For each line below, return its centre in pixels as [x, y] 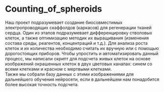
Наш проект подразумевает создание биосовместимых [64, 22]
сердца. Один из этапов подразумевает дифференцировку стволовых [79, 33]
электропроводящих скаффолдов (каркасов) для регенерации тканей [78, 27]
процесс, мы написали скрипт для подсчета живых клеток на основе [78, 58]
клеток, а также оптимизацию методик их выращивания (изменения [77, 38]
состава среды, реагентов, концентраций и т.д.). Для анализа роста [76, 43]
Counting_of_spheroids [54, 9]
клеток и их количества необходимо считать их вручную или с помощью [82, 48]
